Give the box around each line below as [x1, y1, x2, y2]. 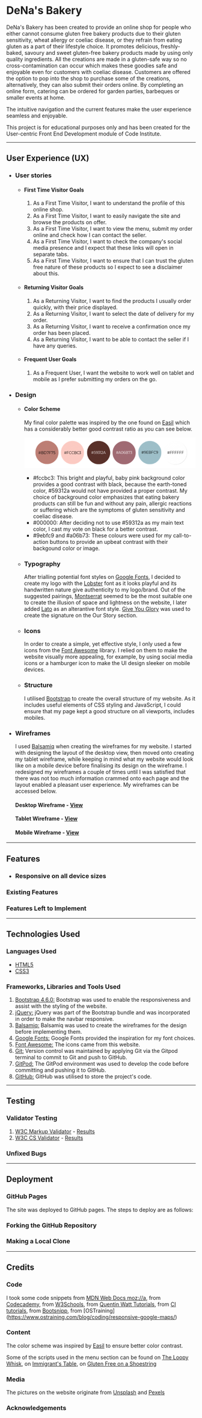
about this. [32, 270, 60, 277]
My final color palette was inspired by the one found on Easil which [23, 419, 191, 426]
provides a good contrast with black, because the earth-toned [32, 480, 187, 488]
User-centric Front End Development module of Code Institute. [6, 130, 162, 137]
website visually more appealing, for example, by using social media [23, 653, 193, 660]
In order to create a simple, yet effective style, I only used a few [23, 640, 182, 648]
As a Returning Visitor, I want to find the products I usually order [32, 297, 192, 304]
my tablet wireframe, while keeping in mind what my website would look [14, 755, 194, 763]
